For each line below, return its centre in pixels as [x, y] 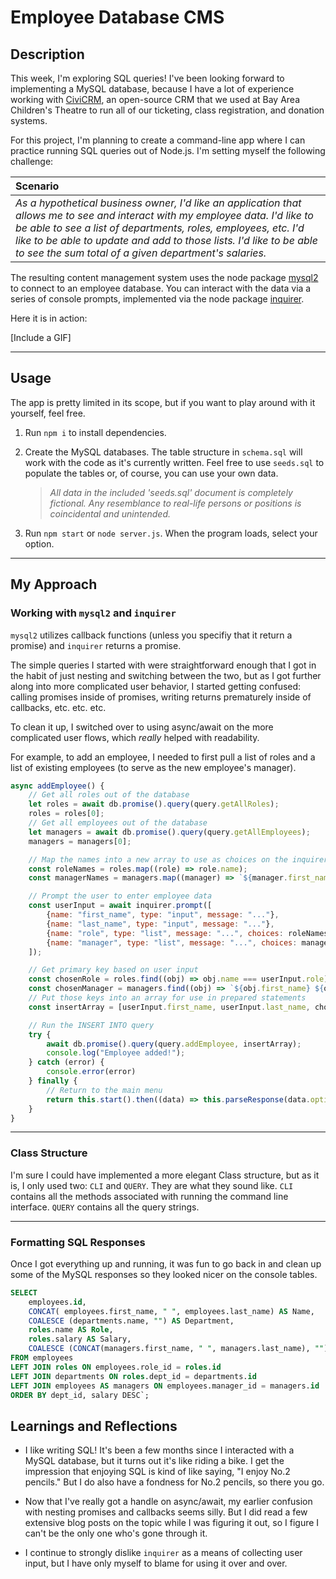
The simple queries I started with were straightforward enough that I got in [163, 665]
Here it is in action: [49, 318]
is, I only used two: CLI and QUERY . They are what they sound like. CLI [152, 1185]
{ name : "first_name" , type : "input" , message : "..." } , [163, 915]
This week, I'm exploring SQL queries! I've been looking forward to [147, 78]
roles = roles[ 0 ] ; [66, 814]
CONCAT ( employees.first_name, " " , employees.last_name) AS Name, [171, 1311]
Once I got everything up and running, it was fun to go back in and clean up [166, 1263]
